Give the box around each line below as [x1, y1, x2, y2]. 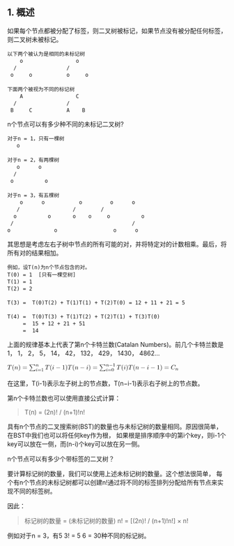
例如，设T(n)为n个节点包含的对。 [7, 264, 91, 271]
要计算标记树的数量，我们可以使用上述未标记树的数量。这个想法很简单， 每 [7, 469, 223, 478]
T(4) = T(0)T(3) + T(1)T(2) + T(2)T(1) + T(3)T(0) [7, 313, 160, 320]
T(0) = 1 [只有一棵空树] [7, 271, 77, 278]
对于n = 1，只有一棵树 [7, 135, 65, 142]
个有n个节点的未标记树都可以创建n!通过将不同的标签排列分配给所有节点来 [7, 478, 218, 487]
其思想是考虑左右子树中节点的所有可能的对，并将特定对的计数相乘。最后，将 [7, 239, 227, 248]
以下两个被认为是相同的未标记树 [7, 50, 86, 57]
